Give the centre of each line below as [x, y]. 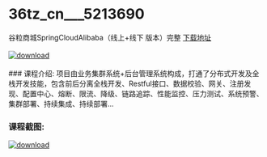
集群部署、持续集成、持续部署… [61, 104]
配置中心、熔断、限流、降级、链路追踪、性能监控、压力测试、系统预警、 [143, 93]
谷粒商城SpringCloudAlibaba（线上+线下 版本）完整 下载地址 [110, 37]
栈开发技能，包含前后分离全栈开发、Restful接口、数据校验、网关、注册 [126, 83]
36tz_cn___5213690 [76, 14]
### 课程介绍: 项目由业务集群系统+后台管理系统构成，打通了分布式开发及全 [134, 73]
